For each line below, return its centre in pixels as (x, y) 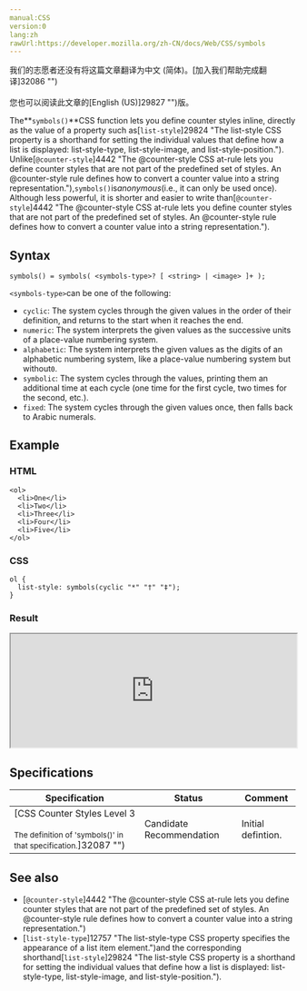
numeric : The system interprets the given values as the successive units (157, 330)
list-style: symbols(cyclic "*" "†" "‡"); (99, 588)
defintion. (262, 835)
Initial (253, 824)
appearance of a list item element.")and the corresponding (132, 947)
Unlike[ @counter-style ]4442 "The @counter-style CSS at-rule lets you (142, 159)
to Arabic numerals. (59, 417)
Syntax (30, 255)
